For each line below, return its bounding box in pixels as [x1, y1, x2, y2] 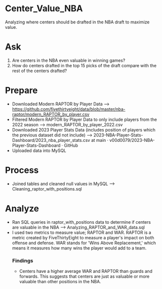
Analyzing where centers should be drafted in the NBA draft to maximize [5, 19, 150, 25]
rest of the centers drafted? [12, 68, 67, 74]
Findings [12, 257, 33, 264]
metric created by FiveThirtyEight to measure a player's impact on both [12, 234, 154, 240]
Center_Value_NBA [5, 3, 83, 14]
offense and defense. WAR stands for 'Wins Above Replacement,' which [12, 240, 156, 246]
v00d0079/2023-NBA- [109, 137, 155, 143]
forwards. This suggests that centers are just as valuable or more [19, 273, 149, 279]
